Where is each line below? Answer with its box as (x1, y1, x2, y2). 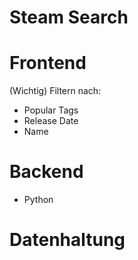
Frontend (9, 52, 87, 75)
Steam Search (9, 6, 129, 29)
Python (23, 194, 54, 206)
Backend (9, 161, 84, 183)
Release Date (23, 115, 79, 127)
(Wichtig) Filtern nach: (9, 85, 102, 97)
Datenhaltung (9, 229, 126, 251)
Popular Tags (23, 104, 79, 116)
